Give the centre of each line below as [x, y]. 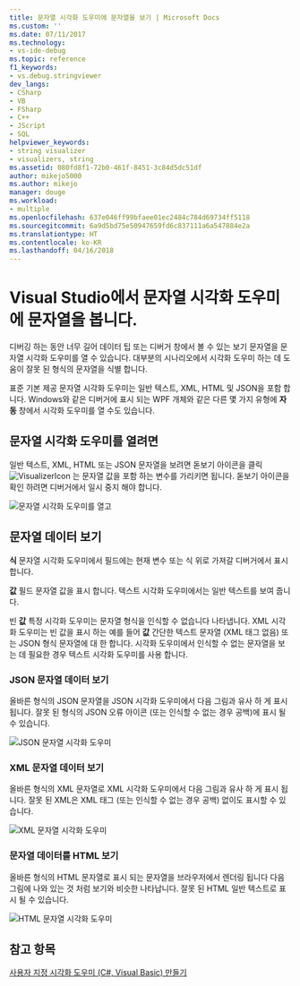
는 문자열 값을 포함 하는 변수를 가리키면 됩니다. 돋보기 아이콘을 [181, 476]
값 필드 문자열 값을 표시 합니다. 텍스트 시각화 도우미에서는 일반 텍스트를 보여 [142, 590]
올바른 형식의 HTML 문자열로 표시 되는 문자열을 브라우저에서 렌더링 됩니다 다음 [147, 877]
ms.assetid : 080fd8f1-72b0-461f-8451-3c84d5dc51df [106, 167]
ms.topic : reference [48, 59]
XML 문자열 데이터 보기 [57, 767]
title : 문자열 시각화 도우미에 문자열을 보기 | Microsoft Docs [115, 17]
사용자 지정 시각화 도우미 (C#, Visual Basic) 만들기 [98, 973]
